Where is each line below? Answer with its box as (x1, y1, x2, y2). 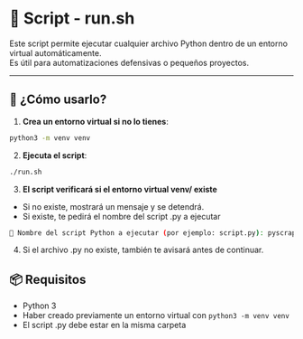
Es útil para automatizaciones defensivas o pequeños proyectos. (9, 57, 250, 68)
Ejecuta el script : (22, 149, 87, 161)
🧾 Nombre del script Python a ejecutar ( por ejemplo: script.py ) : (9, 228, 264, 238)
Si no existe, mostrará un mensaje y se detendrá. (22, 201, 205, 212)
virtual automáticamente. (9, 47, 102, 58)
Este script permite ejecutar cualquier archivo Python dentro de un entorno (9, 38, 289, 49)
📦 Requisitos (9, 271, 87, 287)
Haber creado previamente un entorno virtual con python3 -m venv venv (22, 310, 290, 321)
